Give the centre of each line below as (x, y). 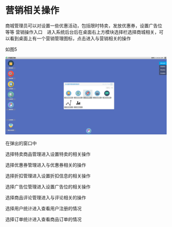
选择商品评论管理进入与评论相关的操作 (46, 198)
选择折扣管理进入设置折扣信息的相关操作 (48, 176)
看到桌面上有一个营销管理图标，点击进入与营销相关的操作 (70, 38)
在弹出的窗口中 (21, 143)
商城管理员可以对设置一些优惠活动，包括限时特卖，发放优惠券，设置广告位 (84, 26)
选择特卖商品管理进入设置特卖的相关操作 (48, 154)
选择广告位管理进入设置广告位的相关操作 (48, 187)
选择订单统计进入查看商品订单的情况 (44, 219)
